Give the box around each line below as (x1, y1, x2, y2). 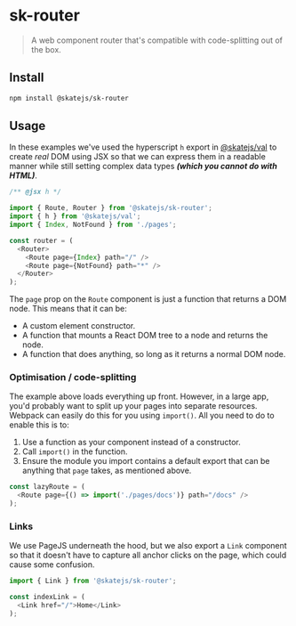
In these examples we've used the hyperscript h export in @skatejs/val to (9, 142, 277, 152)
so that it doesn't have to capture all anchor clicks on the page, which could (9, 549, 287, 561)
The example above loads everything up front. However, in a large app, (9, 391, 269, 402)
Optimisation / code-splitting (9, 371, 137, 384)
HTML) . (9, 170, 38, 181)
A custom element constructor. (21, 321, 136, 331)
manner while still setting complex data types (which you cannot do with (9, 161, 277, 172)
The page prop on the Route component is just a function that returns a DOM (9, 294, 287, 305)
